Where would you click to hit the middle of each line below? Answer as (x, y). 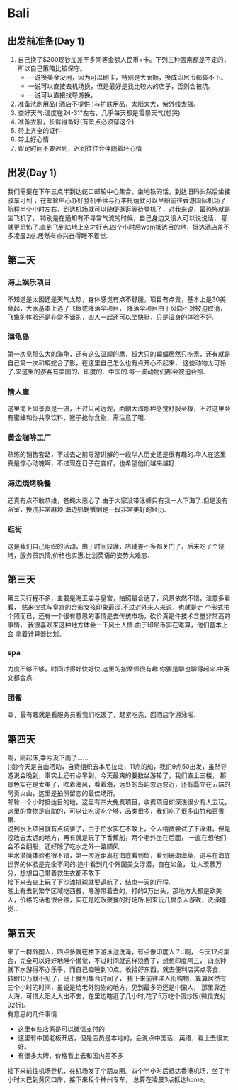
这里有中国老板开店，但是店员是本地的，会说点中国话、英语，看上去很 (120, 1038)
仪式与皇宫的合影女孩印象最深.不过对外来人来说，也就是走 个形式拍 (132, 607)
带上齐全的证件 (39, 130)
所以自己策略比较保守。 (52, 68)
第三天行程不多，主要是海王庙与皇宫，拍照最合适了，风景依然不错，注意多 (116, 598)
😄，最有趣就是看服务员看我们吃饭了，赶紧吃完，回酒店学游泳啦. (102, 715)
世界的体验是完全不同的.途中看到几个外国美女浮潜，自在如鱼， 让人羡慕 (112, 864)
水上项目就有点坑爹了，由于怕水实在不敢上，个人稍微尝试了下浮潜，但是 (125, 829)
